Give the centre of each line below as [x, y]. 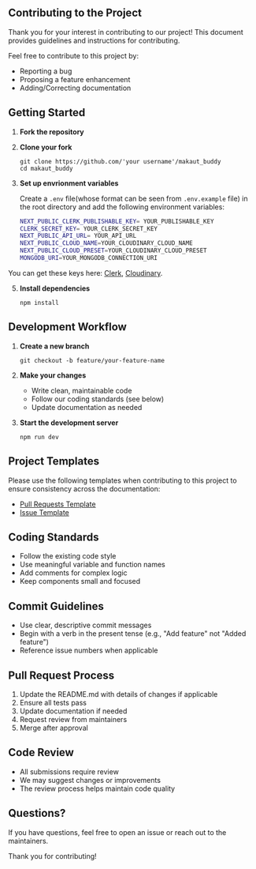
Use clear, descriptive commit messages [85, 625]
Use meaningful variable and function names [92, 565]
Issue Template [44, 512]
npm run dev [39, 437]
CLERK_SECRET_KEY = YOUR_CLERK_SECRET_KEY [89, 228]
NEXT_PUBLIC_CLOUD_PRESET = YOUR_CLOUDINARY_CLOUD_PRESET [113, 251]
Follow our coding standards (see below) [98, 399]
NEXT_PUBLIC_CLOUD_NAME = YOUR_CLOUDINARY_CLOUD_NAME [106, 243]
